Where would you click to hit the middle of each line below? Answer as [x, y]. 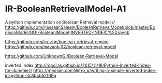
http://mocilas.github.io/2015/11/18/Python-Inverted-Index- [93, 65]
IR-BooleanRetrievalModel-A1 [66, 9]
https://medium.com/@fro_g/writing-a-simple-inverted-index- [95, 70]
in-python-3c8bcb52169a [31, 75]
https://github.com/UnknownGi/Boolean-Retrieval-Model [62, 56]
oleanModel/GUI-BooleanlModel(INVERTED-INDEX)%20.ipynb [67, 32]
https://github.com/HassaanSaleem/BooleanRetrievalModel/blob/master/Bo [80, 27]
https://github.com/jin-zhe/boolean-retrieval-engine [57, 41]
